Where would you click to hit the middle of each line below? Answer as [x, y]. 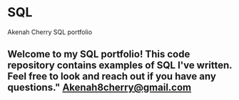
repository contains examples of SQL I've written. [120, 66]
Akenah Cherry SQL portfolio [50, 32]
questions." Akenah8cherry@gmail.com [100, 88]
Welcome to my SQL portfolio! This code [99, 54]
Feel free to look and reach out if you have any [112, 76]
